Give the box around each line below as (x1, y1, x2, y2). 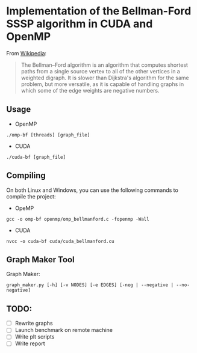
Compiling (6, 170, 46, 181)
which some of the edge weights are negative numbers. (20, 87, 160, 94)
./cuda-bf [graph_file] (6, 154, 66, 160)
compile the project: (6, 192, 56, 200)
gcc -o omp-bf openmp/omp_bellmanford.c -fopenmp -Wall (6, 216, 149, 222)
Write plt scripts (14, 333, 55, 340)
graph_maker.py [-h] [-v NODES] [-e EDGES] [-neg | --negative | (6, 282, 174, 288)
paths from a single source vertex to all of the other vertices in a (20, 67, 181, 75)
